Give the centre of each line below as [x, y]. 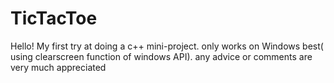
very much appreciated [58, 67]
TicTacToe [54, 18]
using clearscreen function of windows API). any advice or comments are [161, 56]
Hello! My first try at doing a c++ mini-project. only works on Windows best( [167, 46]
